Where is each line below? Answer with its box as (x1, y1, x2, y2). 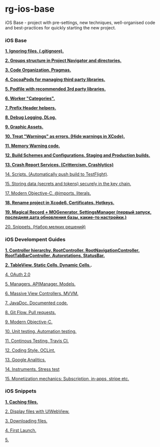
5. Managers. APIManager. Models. (5, 281, 76, 287)
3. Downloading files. (5, 418, 48, 424)
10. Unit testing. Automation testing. (5, 328, 77, 334)
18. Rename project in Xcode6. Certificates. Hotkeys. (5, 200, 115, 206)
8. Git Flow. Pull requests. (5, 309, 56, 315)
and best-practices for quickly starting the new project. (5, 24, 116, 30)
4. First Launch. (5, 427, 37, 433)
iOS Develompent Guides (5, 236, 66, 243)
